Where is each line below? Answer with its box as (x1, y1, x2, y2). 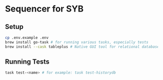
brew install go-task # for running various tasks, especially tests (5, 40, 149, 44)
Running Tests (5, 58, 49, 66)
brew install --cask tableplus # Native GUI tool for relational (5, 44, 140, 49)
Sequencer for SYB (5, 3, 84, 14)
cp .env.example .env (5, 35, 49, 40)
